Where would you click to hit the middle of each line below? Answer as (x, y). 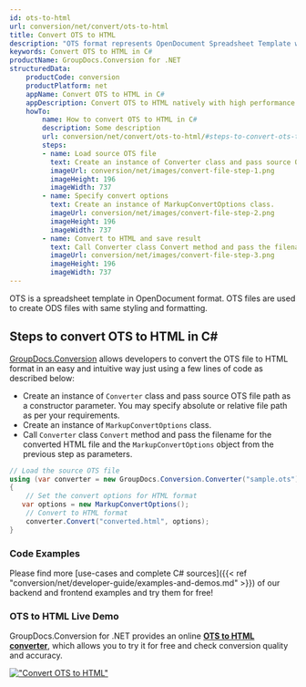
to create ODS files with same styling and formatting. (108, 307)
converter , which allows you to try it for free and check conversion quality (149, 646)
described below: (42, 378)
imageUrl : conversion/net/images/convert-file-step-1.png (162, 171)
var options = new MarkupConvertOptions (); (105, 505)
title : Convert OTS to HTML (63, 35)
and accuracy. (36, 656)
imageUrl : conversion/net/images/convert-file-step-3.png (162, 255)
